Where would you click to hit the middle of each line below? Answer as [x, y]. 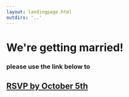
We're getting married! [65, 48]
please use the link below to [48, 66]
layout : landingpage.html [39, 12]
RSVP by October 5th [47, 86]
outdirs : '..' [24, 18]
